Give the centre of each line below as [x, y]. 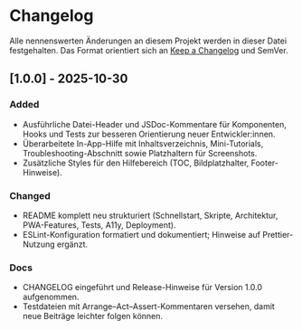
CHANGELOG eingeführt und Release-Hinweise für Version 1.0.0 [142, 288]
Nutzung [39, 244]
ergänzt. [73, 244]
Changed [30, 195]
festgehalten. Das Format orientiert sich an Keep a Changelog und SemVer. [149, 50]
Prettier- [278, 234]
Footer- [264, 163]
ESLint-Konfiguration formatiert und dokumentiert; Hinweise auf [141, 234]
